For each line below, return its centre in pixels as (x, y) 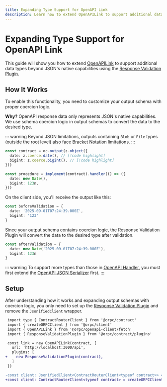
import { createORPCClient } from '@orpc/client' (60, 325)
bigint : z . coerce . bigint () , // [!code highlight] (62, 160)
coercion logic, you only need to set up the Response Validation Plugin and (82, 306)
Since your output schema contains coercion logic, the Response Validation (83, 230)
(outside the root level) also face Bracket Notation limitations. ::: (70, 142)
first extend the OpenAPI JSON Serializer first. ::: (55, 273)
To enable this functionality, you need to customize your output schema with (83, 101)
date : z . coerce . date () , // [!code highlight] (58, 156)
